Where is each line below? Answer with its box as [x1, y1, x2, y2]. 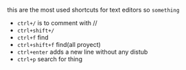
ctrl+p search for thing [16, 55, 82, 63]
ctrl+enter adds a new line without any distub [16, 48, 148, 56]
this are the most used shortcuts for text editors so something [7, 6, 180, 14]
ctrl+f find [16, 33, 49, 41]
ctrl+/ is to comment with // [16, 19, 97, 27]
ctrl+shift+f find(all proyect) [16, 41, 101, 48]
